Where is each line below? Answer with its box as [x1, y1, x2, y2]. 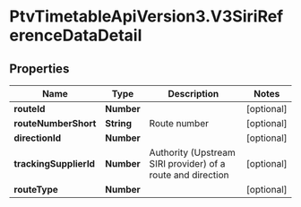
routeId [13, 103, 46, 115]
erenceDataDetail [9, 25, 142, 46]
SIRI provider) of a [149, 158, 226, 169]
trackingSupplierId [13, 158, 96, 169]
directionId [13, 132, 62, 144]
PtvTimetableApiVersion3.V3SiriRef [9, 6, 284, 27]
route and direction [149, 168, 229, 181]
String [104, 117, 133, 129]
